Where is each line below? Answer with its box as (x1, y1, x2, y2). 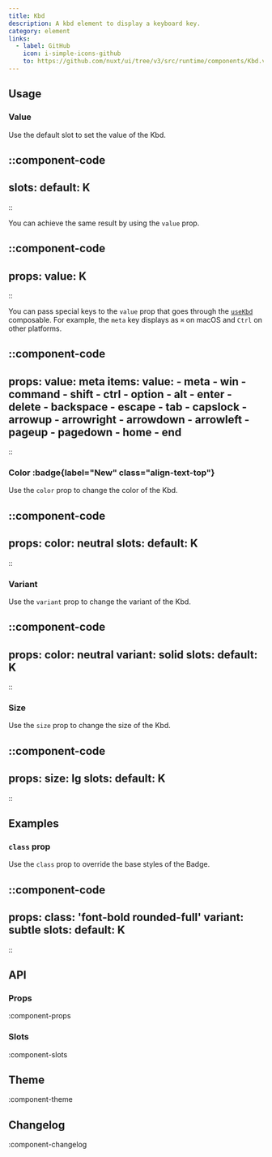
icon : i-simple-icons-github (23, 49, 121, 58)
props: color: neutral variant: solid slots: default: (8, 648, 258, 662)
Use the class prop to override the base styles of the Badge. (8, 859, 210, 869)
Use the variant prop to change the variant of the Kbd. (8, 597, 192, 606)
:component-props (8, 1011, 71, 1021)
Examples (8, 816, 59, 831)
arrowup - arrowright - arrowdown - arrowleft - (8, 413, 250, 426)
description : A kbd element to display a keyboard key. (8, 19, 201, 28)
